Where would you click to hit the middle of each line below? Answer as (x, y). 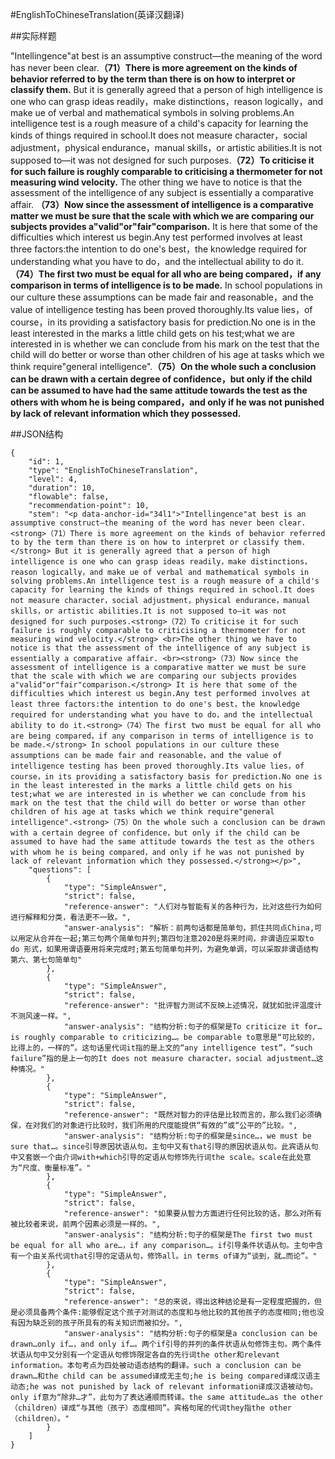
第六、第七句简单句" (46, 960)
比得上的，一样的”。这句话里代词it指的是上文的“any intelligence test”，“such (161, 1048)
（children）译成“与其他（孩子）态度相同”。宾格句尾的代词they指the (138, 1408)
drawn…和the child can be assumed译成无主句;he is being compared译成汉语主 (165, 1376)
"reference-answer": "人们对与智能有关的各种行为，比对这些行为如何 (192, 907)
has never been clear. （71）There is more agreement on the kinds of (154, 67)
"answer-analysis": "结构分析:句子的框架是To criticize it (181, 1027)
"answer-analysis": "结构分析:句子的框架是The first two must (188, 1235)
